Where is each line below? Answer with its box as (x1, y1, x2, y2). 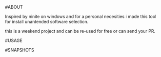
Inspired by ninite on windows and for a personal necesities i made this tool (5, 14, 157, 19)
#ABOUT (5, 4, 23, 10)
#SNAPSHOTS (5, 47, 34, 53)
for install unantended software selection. (5, 19, 89, 24)
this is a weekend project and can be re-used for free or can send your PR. (5, 28, 155, 34)
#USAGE (5, 38, 23, 43)
